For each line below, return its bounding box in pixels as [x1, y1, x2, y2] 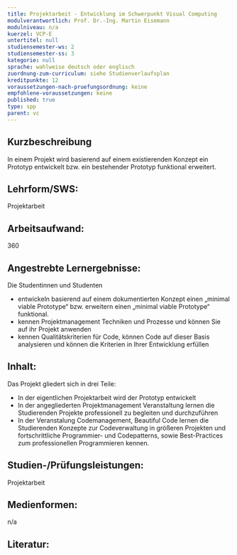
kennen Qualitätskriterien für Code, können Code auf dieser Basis [17, 332, 210, 341]
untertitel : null [7, 37, 59, 44]
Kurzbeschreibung [7, 136, 92, 148]
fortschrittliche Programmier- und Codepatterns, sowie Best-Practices [17, 431, 224, 440]
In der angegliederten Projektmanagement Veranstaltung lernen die [17, 401, 215, 409]
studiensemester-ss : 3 [7, 51, 75, 58]
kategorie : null [7, 57, 55, 64]
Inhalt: [7, 361, 37, 373]
